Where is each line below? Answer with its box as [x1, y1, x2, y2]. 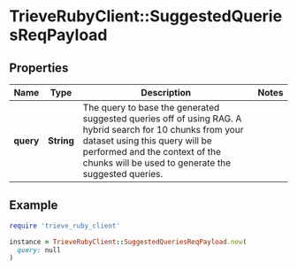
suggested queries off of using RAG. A [82, 112, 242, 125]
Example [9, 197, 58, 213]
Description [141, 87, 192, 98]
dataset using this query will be [82, 135, 212, 147]
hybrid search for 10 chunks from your [82, 124, 244, 135]
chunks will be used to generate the [82, 157, 232, 169]
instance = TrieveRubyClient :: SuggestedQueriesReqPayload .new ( [9, 237, 247, 246]
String [47, 135, 75, 147]
